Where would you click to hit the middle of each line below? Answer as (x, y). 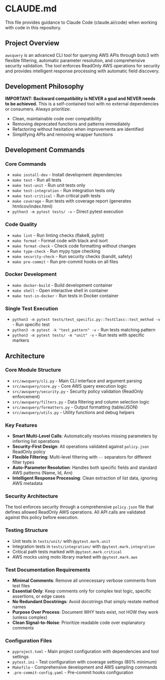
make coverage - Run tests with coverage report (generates (72, 201)
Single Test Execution (32, 309)
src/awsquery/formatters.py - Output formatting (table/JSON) (75, 407)
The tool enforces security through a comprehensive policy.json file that (80, 507)
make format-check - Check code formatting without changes (74, 246)
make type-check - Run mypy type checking (56, 251)
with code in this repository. (33, 27)
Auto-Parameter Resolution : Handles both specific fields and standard (84, 468)
